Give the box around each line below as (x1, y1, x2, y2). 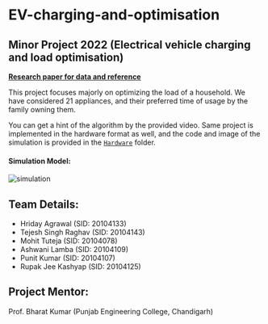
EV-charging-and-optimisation (8, 6, 220, 24)
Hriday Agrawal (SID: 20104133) (19, 219, 127, 229)
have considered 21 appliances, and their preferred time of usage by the (8, 96, 249, 106)
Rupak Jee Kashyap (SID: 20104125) (19, 262, 141, 271)
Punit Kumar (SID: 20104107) (19, 253, 115, 263)
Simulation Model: (8, 156, 71, 166)
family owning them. (8, 105, 77, 114)
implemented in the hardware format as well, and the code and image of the (8, 129, 261, 138)
